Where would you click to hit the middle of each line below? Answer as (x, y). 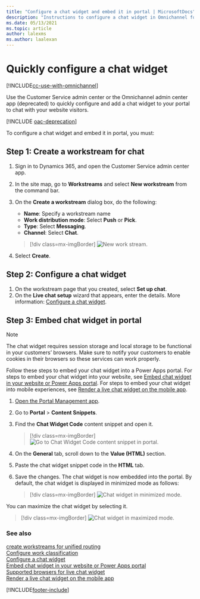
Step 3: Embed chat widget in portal (74, 320)
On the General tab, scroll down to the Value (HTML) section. (90, 454)
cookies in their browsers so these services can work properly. (83, 359)
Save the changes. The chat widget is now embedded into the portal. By (103, 477)
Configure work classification (42, 552)
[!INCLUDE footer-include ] (38, 589)
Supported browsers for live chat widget (56, 572)
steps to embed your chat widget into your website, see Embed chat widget (99, 377)
